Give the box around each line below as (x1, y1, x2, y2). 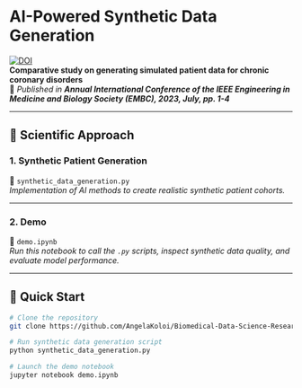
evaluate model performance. (9, 254, 120, 266)
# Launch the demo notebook (9, 362, 115, 372)
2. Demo (9, 216, 47, 228)
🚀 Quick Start (9, 289, 85, 304)
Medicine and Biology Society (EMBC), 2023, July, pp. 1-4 (9, 93, 231, 104)
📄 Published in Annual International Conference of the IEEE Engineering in (9, 84, 290, 94)
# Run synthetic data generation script (9, 338, 164, 347)
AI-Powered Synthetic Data (9, 6, 218, 27)
